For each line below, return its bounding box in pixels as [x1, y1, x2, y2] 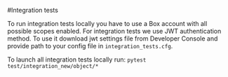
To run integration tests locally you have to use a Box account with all [7, 20, 208, 27]
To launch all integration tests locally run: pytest [7, 55, 147, 64]
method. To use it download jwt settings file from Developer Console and [7, 34, 218, 43]
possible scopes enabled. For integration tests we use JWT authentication [7, 27, 222, 35]
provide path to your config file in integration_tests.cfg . [7, 42, 173, 50]
